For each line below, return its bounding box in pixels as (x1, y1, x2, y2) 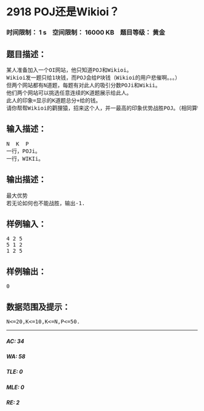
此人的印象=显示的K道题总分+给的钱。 (6, 97, 101, 104)
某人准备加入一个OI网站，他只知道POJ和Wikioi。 (6, 66, 132, 73)
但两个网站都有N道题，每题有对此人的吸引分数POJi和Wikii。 (6, 82, 161, 88)
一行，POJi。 (6, 147, 41, 155)
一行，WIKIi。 (6, 155, 44, 162)
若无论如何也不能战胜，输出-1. (6, 200, 86, 206)
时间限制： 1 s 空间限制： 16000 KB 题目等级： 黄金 (6, 28, 166, 37)
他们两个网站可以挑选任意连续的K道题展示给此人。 (6, 89, 132, 96)
